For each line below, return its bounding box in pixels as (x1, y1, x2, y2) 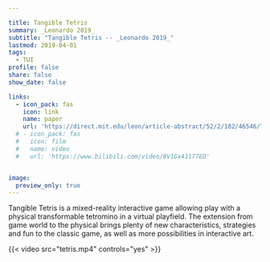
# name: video (15, 145, 70, 153)
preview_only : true (15, 181, 81, 189)
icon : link (22, 107, 59, 116)
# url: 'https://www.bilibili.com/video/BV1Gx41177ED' (15, 152, 211, 160)
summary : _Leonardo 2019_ (8, 26, 95, 34)
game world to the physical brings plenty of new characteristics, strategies (8, 220, 256, 230)
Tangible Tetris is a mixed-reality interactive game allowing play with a (8, 204, 241, 213)
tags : (8, 49, 27, 57)
